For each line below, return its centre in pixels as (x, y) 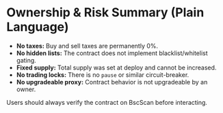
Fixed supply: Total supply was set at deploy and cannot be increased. (116, 67)
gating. (26, 60)
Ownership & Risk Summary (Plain (105, 13)
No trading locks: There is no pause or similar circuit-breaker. (103, 75)
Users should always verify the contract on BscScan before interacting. (107, 102)
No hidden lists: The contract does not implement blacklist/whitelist (112, 53)
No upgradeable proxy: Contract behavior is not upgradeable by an (112, 82)
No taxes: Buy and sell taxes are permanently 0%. (87, 46)
